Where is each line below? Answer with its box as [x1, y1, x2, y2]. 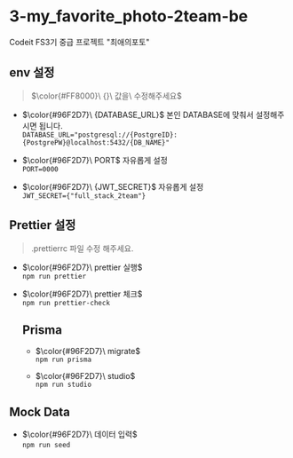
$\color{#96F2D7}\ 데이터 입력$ [21, 429, 138, 440]
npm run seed [21, 441, 71, 450]
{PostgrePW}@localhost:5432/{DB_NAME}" [21, 138, 170, 147]
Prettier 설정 [9, 217, 76, 233]
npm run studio [35, 380, 91, 390]
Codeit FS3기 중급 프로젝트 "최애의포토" [9, 36, 150, 47]
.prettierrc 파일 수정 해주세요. [30, 242, 134, 254]
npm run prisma [35, 355, 91, 365]
